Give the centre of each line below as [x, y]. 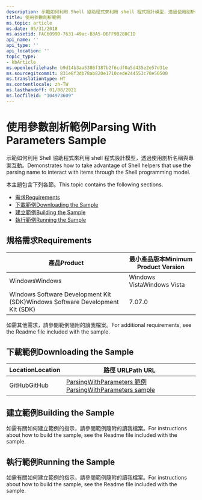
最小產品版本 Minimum [161, 259]
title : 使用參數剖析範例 [34, 17]
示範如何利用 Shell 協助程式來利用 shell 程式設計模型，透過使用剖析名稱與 [97, 157]
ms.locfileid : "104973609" [40, 96]
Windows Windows [35, 281]
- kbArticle [21, 62]
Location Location [35, 370]
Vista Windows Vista [157, 284]
